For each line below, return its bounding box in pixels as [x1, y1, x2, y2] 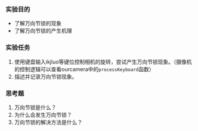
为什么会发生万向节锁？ [14, 111, 72, 118]
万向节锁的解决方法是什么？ [14, 119, 83, 126]
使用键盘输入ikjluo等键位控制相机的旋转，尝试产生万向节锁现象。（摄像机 [14, 58, 192, 65]
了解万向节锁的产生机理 [14, 27, 72, 34]
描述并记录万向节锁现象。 [14, 73, 78, 80]
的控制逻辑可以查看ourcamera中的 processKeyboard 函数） [14, 65, 154, 72]
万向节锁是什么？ [14, 104, 57, 111]
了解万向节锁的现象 [14, 20, 62, 27]
